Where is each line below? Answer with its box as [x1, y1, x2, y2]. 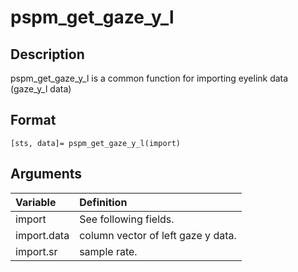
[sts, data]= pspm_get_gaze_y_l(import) [10, 138, 182, 148]
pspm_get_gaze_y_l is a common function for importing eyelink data [10, 72, 289, 84]
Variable [15, 195, 57, 209]
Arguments [10, 166, 83, 183]
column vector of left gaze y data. [79, 228, 237, 242]
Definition [79, 195, 128, 209]
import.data [15, 228, 70, 242]
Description [10, 46, 85, 63]
